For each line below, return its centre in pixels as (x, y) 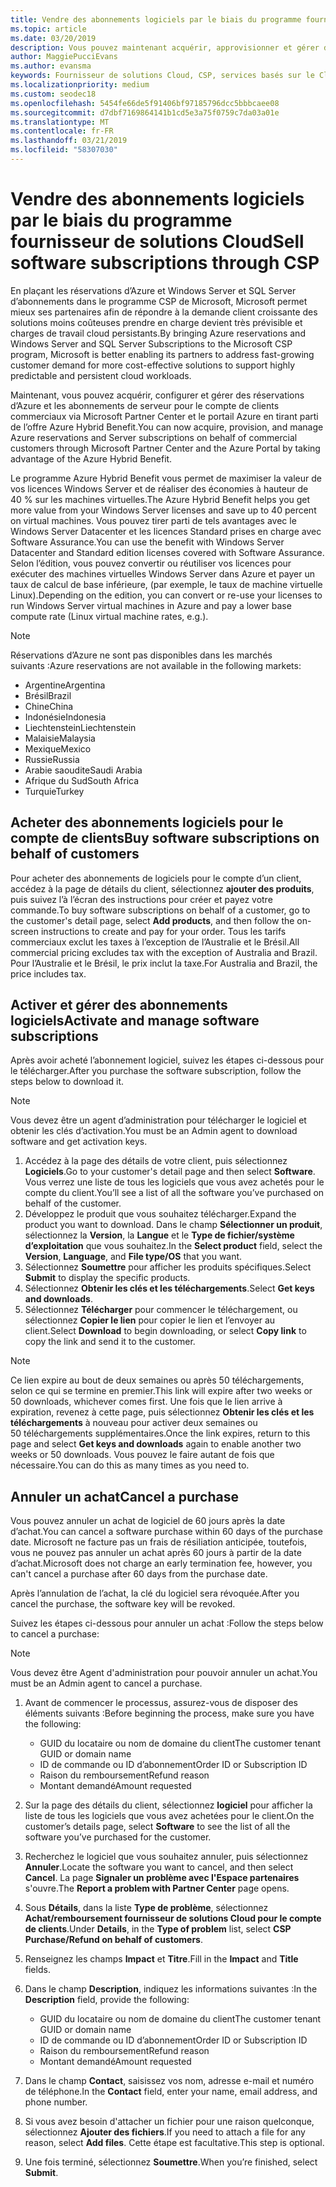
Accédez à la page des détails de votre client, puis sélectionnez (156, 1161)
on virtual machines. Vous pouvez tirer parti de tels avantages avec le (153, 520)
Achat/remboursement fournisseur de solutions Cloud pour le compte (173, 1918)
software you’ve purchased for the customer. (118, 1837)
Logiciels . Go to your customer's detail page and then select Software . (170, 1172)
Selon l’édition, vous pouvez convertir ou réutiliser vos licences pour (151, 563)
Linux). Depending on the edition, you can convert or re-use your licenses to (166, 595)
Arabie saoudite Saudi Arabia (83, 770)
